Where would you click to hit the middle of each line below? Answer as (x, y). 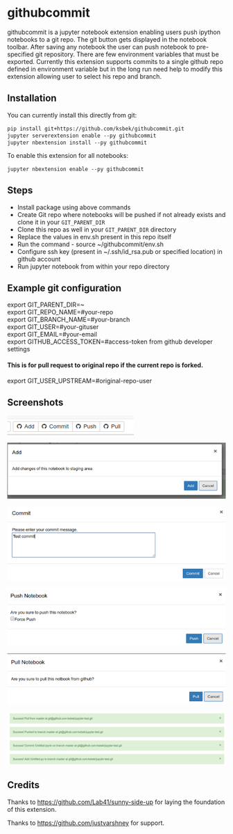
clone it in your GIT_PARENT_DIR (61, 222)
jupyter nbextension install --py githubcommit (77, 143)
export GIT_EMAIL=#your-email (52, 335)
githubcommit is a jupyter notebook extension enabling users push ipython (114, 32)
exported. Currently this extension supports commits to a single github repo (115, 61)
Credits (24, 785)
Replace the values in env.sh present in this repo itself (94, 236)
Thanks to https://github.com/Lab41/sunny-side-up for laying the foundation (116, 802)
